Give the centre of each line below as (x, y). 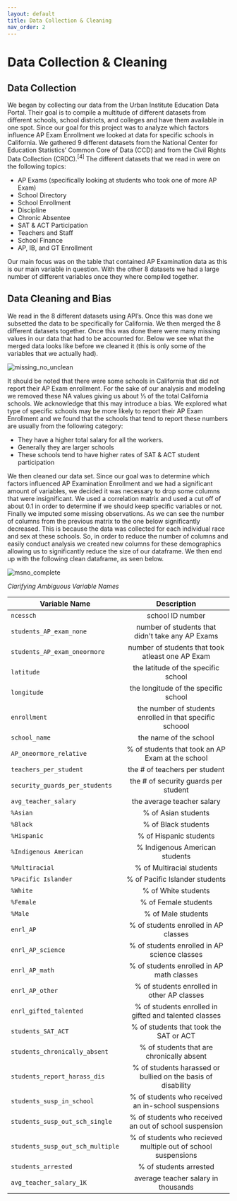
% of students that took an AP (176, 749)
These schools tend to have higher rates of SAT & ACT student (108, 454)
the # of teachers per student (176, 769)
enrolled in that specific (176, 717)
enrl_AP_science (38, 950)
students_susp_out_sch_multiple (65, 1146)
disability (176, 1085)
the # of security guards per (176, 781)
